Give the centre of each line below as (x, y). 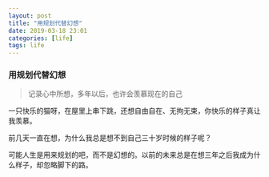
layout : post (30, 16)
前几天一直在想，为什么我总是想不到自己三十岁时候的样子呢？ (110, 138)
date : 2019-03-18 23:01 (48, 30)
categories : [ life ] (41, 38)
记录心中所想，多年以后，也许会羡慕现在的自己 (105, 94)
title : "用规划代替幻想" (45, 23)
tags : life (26, 46)
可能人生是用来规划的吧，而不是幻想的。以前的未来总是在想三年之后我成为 (131, 155)
